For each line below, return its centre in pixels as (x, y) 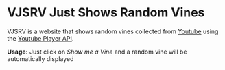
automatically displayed (40, 58)
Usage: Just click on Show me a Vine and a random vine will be (97, 52)
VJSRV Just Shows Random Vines (106, 13)
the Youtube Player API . (40, 38)
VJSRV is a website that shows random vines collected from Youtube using (113, 31)
